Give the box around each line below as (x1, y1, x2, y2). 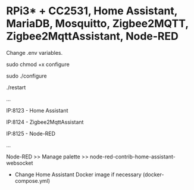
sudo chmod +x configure (6, 61, 70, 68)
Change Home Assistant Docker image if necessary (14, 171, 142, 178)
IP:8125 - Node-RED (6, 130, 55, 137)
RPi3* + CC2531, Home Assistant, (6, 4, 178, 18)
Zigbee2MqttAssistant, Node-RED (6, 30, 179, 43)
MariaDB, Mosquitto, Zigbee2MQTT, (6, 17, 189, 30)
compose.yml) (14, 177, 51, 184)
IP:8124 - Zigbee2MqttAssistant (6, 118, 84, 126)
